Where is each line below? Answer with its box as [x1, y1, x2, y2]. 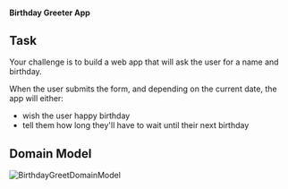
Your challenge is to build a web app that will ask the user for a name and [9, 56, 279, 67]
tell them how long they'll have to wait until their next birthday [21, 120, 250, 131]
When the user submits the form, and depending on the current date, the [9, 83, 277, 94]
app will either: [9, 93, 64, 104]
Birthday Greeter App [9, 7, 91, 18]
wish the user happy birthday [21, 110, 131, 121]
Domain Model [9, 146, 92, 161]
